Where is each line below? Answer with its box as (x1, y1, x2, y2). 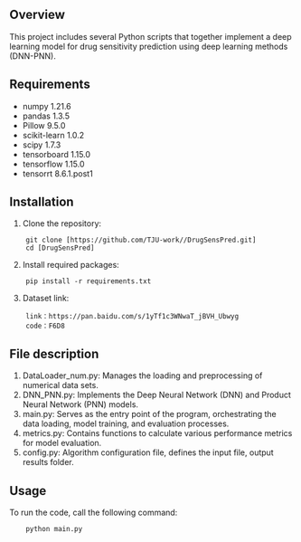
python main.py (25, 525, 83, 534)
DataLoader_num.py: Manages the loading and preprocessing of (22, 370, 263, 381)
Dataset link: (22, 293, 70, 304)
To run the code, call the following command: (9, 507, 178, 518)
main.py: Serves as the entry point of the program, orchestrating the (22, 409, 277, 420)
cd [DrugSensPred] (25, 243, 95, 252)
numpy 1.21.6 (22, 100, 72, 111)
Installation (9, 195, 74, 210)
